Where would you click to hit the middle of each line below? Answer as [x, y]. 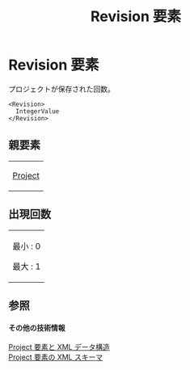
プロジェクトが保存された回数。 [61, 89]
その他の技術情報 [37, 327]
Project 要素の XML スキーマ [56, 357]
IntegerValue [38, 111]
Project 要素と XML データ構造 [59, 347]
